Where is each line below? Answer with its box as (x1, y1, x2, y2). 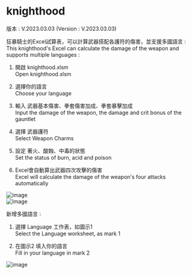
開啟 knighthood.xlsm (14, 64, 69, 71)
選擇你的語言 (14, 83, 47, 90)
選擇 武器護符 (14, 128, 49, 135)
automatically (14, 180, 49, 187)
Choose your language (14, 90, 72, 97)
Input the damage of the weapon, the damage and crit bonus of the (14, 109, 182, 116)
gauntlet (14, 115, 36, 122)
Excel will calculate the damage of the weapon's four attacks (14, 173, 166, 180)
